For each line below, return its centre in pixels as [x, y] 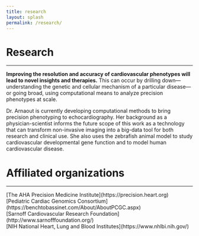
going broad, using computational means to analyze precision [88, 93]
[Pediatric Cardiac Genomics [41, 201]
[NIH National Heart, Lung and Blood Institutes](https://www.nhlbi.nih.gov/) [98, 226]
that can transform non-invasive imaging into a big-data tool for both [90, 130]
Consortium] [93, 201]
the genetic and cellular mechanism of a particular [104, 87]
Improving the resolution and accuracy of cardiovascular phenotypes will [98, 74]
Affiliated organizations [65, 173]
